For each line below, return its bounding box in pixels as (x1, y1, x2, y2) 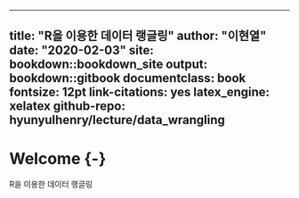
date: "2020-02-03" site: (9, 43, 154, 58)
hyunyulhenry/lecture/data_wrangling (9, 112, 225, 128)
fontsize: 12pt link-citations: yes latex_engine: (9, 85, 270, 100)
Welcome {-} (9, 148, 107, 169)
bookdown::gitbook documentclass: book (9, 70, 246, 86)
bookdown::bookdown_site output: (9, 57, 208, 72)
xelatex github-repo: (9, 99, 126, 114)
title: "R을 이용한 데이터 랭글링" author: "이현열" (9, 29, 267, 44)
